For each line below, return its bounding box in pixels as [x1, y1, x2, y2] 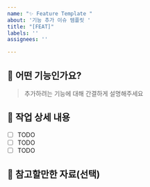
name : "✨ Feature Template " [7, 10, 92, 17]
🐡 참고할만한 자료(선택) [7, 168, 101, 181]
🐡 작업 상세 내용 [7, 112, 71, 124]
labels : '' [7, 29, 39, 37]
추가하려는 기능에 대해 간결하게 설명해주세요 [24, 89, 144, 97]
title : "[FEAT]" [7, 23, 54, 30]
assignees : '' [7, 36, 49, 43]
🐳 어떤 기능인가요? [7, 70, 82, 81]
